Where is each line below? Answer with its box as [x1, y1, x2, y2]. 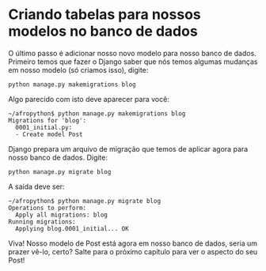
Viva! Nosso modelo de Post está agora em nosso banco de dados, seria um [8, 239, 258, 248]
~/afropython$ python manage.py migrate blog [8, 197, 161, 205]
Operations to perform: [8, 204, 87, 212]
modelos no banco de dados [8, 22, 198, 40]
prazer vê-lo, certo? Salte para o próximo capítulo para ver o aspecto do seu [8, 247, 258, 256]
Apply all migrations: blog [15, 211, 108, 219]
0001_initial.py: [15, 123, 73, 131]
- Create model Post [15, 130, 83, 138]
